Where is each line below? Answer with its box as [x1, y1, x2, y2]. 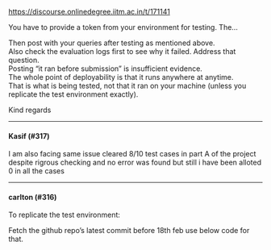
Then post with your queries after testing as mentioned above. [8, 38, 215, 48]
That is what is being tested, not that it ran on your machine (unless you [8, 81, 247, 90]
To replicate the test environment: [8, 210, 121, 220]
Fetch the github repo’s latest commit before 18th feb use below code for [8, 226, 250, 235]
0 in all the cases [8, 166, 65, 176]
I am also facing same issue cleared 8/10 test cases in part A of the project [8, 149, 256, 159]
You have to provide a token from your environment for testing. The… [8, 23, 238, 31]
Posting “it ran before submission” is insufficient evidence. [8, 64, 203, 73]
